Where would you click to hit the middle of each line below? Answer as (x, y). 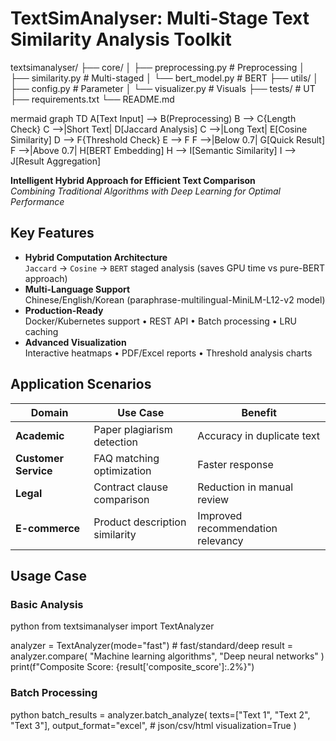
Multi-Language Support (77, 289)
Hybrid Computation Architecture (96, 257)
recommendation (237, 528)
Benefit (259, 412)
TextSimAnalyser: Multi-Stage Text (160, 18)
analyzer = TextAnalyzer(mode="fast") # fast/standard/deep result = (151, 646)
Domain (49, 412)
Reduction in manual (245, 487)
